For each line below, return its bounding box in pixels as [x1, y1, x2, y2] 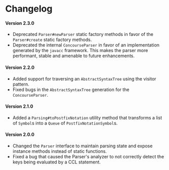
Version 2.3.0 [5, 20, 34, 26]
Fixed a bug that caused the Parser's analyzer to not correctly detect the [12, 154, 164, 159]
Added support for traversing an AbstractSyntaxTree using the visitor [12, 75, 156, 81]
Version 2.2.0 [5, 64, 34, 70]
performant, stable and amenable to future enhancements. [12, 53, 135, 59]
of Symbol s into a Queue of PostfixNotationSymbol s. [12, 120, 118, 126]
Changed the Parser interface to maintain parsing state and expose [12, 143, 153, 149]
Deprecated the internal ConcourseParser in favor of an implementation [12, 42, 160, 48]
